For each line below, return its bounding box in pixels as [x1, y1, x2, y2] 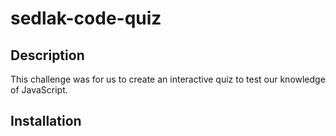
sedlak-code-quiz [10, 7, 162, 30]
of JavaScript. [10, 84, 68, 96]
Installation [10, 113, 82, 130]
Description [10, 47, 85, 64]
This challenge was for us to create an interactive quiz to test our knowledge [10, 73, 326, 85]
